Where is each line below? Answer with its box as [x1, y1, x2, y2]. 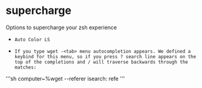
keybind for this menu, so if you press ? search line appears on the [14, 53, 197, 59]
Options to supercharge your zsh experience [5, 24, 117, 31]
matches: [14, 64, 37, 70]
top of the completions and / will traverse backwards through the [14, 59, 188, 65]
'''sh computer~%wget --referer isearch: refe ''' [5, 75, 125, 82]
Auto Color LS [14, 36, 50, 42]
